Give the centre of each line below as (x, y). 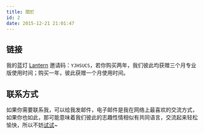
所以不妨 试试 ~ (40, 125)
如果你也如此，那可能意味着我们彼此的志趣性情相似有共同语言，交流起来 (97, 117)
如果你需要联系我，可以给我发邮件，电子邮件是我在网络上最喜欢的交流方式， (102, 110)
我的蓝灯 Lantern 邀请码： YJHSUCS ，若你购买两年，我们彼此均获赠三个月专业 (101, 65)
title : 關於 (20, 12)
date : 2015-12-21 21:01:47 (40, 23)
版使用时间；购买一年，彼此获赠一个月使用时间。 (67, 73)
